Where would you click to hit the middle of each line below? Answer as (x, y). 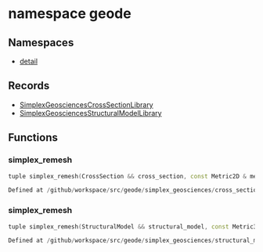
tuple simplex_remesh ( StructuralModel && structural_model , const (119, 227)
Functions (33, 138)
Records (29, 86)
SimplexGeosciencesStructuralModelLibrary (90, 113)
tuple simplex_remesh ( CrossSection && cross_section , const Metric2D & (127, 176)
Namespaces (41, 43)
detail (28, 61)
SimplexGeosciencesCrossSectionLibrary (86, 104)
